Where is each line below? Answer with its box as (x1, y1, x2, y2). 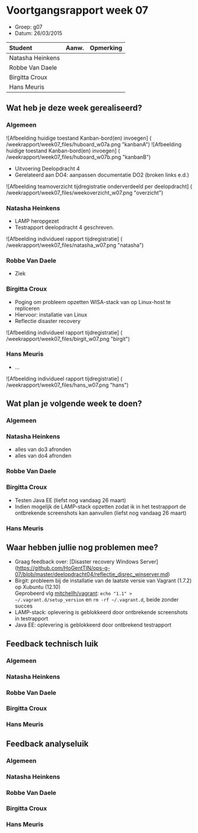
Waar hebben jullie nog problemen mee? (6, 542, 158, 552)
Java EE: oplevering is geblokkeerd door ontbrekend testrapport (14, 621, 172, 628)
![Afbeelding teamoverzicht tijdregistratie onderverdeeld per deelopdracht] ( (6, 183, 193, 190)
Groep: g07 (14, 23, 43, 30)
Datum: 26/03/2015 (14, 29, 63, 36)
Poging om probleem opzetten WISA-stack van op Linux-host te (14, 298, 171, 305)
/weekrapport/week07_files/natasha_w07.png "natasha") (6, 242, 144, 249)
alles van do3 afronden (14, 446, 72, 453)
